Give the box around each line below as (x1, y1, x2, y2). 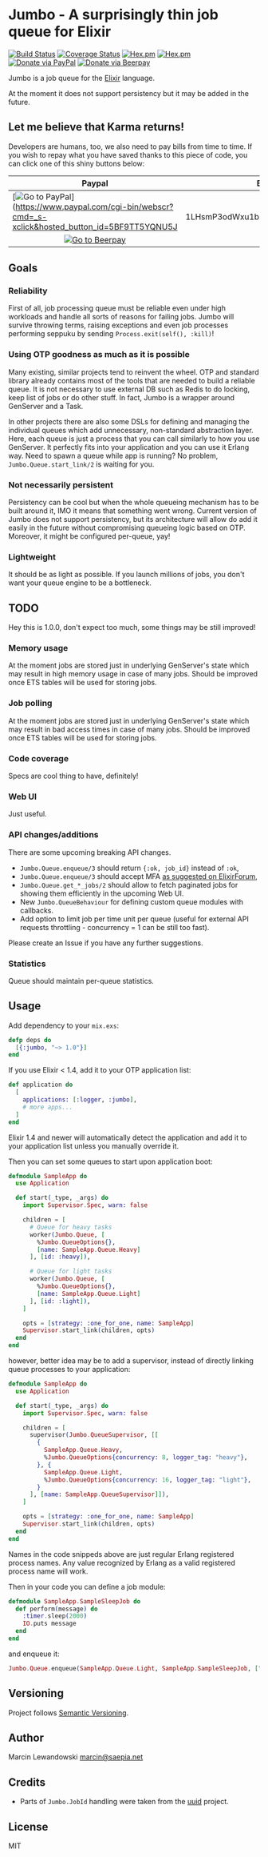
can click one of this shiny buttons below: (8, 158, 145, 168)
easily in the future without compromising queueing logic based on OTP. (8, 523, 246, 533)
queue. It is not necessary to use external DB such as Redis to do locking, (8, 384, 250, 394)
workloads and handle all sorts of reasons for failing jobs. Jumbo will (8, 312, 235, 322)
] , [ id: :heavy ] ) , (29, 1253, 91, 1261)
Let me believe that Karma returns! (8, 120, 185, 134)
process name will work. (8, 1566, 89, 1576)
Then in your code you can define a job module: (8, 1582, 166, 1591)
